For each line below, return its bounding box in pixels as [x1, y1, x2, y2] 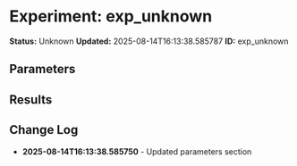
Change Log [9, 122, 79, 137]
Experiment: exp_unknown [9, 6, 213, 27]
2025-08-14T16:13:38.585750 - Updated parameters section [21, 145, 252, 157]
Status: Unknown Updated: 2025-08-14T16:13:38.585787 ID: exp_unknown [9, 36, 289, 46]
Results [9, 92, 53, 107]
